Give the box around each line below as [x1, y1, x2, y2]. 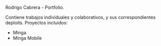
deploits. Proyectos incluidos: [5, 20, 68, 26]
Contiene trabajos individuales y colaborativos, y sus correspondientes [5, 14, 156, 20]
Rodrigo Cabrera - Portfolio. [5, 5, 64, 10]
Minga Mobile [12, 35, 42, 41]
